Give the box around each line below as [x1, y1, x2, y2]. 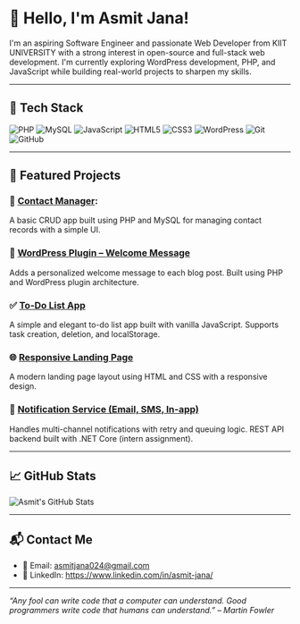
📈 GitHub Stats [9, 468, 96, 484]
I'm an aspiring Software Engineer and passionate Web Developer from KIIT [9, 38, 287, 48]
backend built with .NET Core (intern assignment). [9, 433, 194, 443]
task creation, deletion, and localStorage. [9, 329, 161, 340]
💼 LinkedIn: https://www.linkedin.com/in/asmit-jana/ [21, 569, 213, 580]
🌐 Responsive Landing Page [9, 350, 134, 363]
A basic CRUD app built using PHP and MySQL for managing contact [9, 215, 262, 226]
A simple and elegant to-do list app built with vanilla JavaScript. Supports [9, 319, 279, 330]
